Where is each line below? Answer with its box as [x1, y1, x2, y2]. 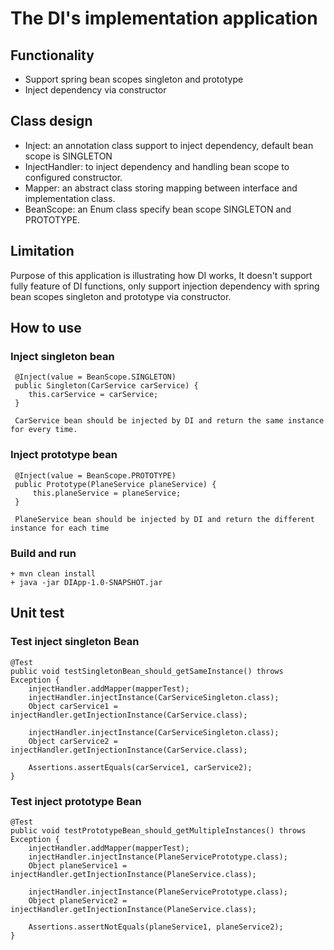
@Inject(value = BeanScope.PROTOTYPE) [14, 470, 177, 481]
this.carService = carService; [28, 390, 159, 400]
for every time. [10, 425, 78, 435]
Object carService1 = [28, 701, 118, 711]
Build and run [10, 546, 77, 560]
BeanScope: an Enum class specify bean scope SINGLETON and [24, 203, 292, 215]
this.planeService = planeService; [32, 488, 182, 498]
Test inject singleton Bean [10, 635, 140, 649]
